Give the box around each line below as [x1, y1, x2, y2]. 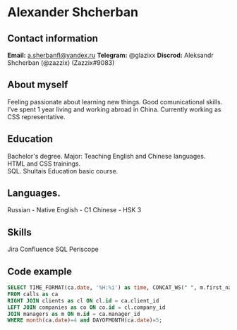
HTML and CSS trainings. [7, 159, 81, 168]
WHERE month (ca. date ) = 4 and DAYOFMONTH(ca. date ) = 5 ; [7, 317, 162, 324]
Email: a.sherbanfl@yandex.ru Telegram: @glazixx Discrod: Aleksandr [7, 51, 214, 59]
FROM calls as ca [7, 291, 59, 298]
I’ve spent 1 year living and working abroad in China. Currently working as [7, 105, 221, 114]
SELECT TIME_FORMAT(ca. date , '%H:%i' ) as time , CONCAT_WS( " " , [7, 284, 197, 291]
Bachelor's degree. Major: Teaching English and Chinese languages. [7, 152, 206, 160]
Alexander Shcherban [7, 4, 139, 20]
